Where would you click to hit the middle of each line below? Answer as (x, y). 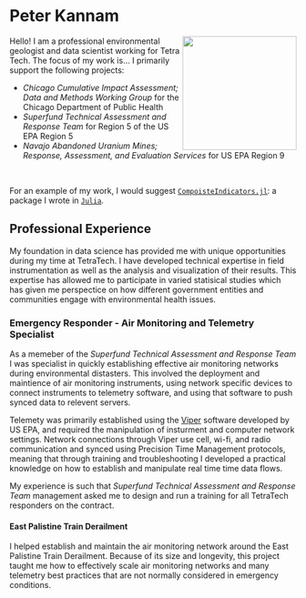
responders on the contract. (62, 505)
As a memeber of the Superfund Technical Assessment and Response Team (153, 354)
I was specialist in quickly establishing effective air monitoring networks (144, 364)
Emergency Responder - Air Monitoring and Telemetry (132, 322)
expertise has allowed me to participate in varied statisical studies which (145, 279)
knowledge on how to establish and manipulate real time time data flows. (146, 469)
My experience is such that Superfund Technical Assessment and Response (153, 486)
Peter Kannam (65, 16)
